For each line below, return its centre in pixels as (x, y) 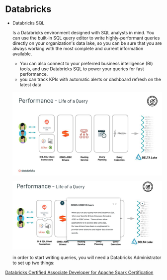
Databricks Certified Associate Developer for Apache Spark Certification (79, 273)
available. (22, 54)
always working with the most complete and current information (78, 48)
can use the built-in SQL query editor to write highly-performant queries (86, 38)
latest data (31, 84)
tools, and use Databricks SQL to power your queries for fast (82, 69)
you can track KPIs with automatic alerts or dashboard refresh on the (90, 79)
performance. (34, 74)
